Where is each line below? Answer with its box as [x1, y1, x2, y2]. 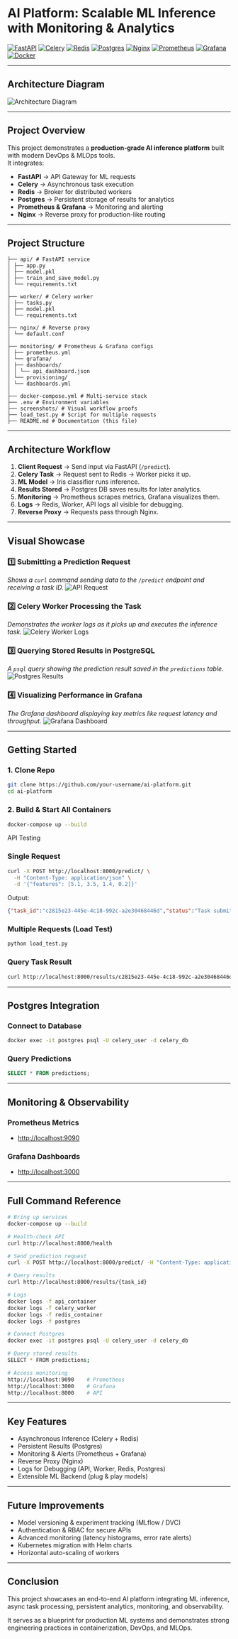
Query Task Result [7, 957, 72, 967]
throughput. [7, 716, 42, 725]
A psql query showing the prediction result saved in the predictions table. [7, 664, 225, 673]
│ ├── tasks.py [7, 300, 52, 307]
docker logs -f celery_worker [7, 1304, 97, 1311]
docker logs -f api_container [7, 1298, 97, 1305]
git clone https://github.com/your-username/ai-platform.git [7, 781, 192, 789]
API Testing [7, 833, 41, 843]
